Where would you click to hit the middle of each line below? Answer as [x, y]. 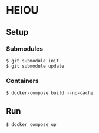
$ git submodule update [35, 66]
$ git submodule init [33, 61]
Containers [23, 81]
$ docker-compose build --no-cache [50, 93]
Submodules [25, 49]
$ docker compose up [32, 124]
